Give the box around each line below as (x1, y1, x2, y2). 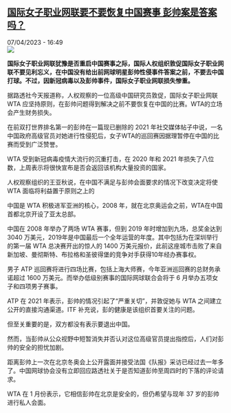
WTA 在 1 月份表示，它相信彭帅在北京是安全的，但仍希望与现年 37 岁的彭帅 (7, 390, 220, 398)
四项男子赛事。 (19, 282, 62, 290)
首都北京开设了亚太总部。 (7, 209, 80, 218)
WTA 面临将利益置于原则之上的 (7, 187, 95, 195)
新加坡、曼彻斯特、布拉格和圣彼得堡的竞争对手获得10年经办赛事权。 (7, 250, 201, 258)
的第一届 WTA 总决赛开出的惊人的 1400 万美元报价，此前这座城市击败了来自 (7, 242, 222, 250)
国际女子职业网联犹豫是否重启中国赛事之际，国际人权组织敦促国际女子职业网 (7, 59, 224, 67)
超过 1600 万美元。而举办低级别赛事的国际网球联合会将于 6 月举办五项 (12, 273, 212, 282)
